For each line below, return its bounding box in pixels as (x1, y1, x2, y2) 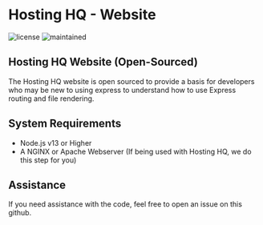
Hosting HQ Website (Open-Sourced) (8, 55, 198, 69)
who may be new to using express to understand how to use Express (8, 85, 237, 94)
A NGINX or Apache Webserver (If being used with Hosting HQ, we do (19, 147, 252, 156)
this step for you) (19, 155, 77, 165)
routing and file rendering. (8, 94, 95, 103)
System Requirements (8, 117, 122, 131)
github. (8, 208, 32, 218)
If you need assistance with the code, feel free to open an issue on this (8, 199, 243, 209)
